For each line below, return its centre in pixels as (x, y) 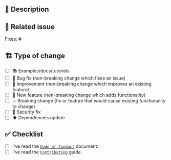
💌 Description (27, 9)
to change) (24, 106)
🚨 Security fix (26, 112)
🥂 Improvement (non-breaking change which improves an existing (82, 84)
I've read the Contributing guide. (47, 152)
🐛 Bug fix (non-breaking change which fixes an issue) (69, 78)
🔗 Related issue (30, 27)
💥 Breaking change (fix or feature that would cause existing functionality (89, 101)
